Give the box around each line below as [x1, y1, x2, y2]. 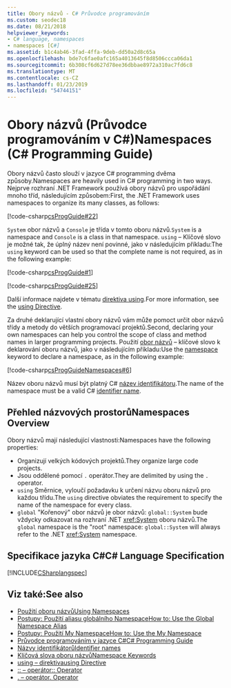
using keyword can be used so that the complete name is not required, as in [7, 248, 223, 256]
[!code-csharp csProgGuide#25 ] [7, 281, 99, 290]
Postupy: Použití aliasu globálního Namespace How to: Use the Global [17, 614, 214, 622]
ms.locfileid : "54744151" [7, 87, 81, 94]
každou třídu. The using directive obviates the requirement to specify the [17, 493, 223, 501]
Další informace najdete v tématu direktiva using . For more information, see [7, 295, 219, 304]
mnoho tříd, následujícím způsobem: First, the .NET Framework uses [7, 192, 200, 200]
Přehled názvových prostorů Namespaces [7, 407, 190, 418]
